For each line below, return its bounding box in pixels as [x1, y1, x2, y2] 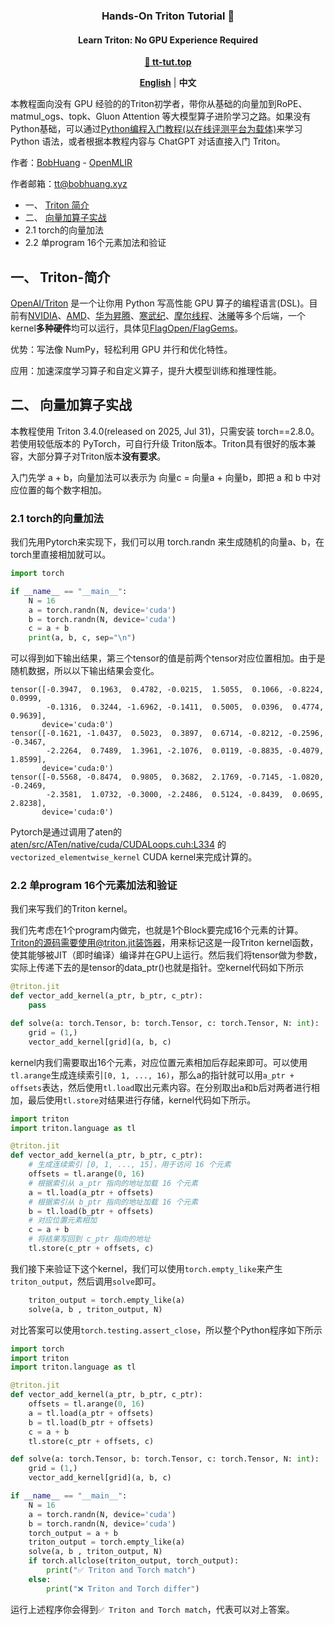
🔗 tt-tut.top [144, 56, 192, 68]
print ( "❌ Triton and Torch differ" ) [46, 1584, 200, 1594]
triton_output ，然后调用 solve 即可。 [10, 1275, 162, 1287]
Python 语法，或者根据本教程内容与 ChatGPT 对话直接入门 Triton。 [10, 135, 286, 148]
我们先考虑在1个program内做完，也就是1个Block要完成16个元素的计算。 [10, 924, 304, 936]
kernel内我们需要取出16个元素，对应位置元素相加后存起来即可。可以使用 [10, 1056, 308, 1068]
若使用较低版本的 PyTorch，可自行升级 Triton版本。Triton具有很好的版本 [10, 437, 308, 449]
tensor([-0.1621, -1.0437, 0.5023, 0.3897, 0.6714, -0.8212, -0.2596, [10, 729, 325, 739]
